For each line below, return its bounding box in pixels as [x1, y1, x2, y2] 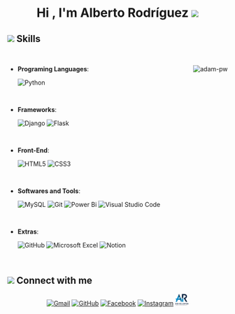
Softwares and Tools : [17, 187, 80, 195]
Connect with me [16, 275, 93, 287]
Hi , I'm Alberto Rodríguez [36, 5, 189, 21]
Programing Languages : [17, 65, 90, 73]
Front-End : [17, 146, 50, 155]
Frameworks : [17, 106, 57, 113]
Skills [16, 33, 41, 45]
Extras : [17, 227, 39, 236]
